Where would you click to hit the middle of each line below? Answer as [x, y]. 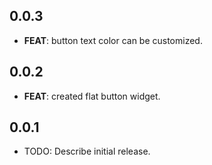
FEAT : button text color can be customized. [113, 40]
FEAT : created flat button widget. [92, 96]
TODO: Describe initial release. [87, 151]
